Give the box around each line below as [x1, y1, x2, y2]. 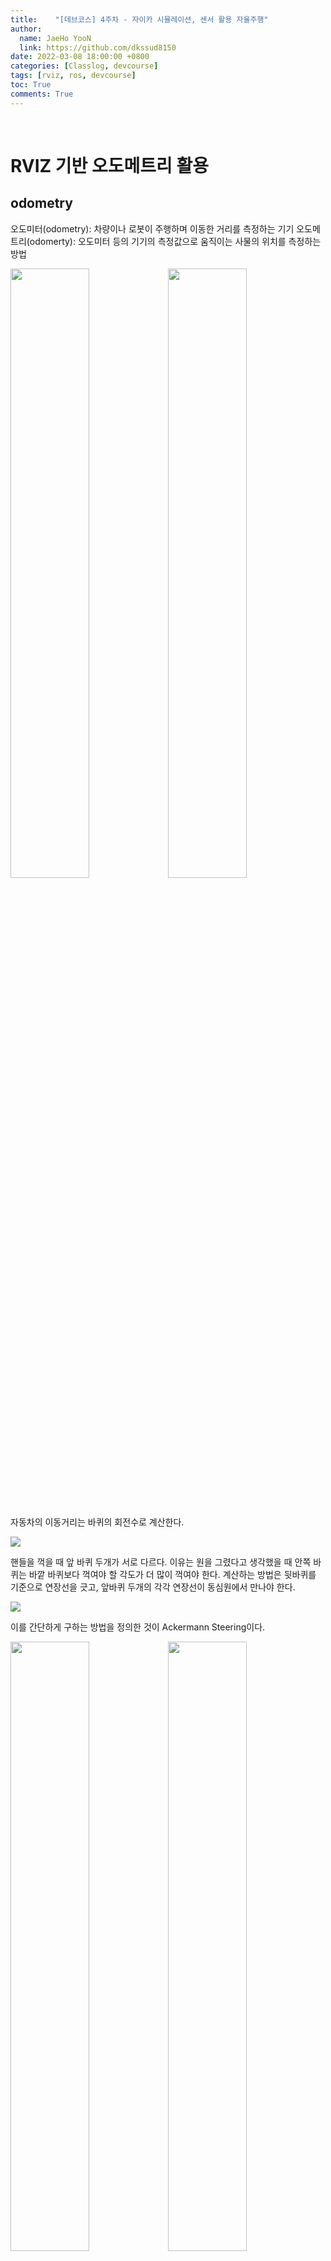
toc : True [10, 80, 52, 90]
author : [10, 24, 43, 34]
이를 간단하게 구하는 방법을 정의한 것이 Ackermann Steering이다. [10, 1621, 266, 1633]
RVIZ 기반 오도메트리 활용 [10, 154, 209, 177]
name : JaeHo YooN [19, 33, 92, 43]
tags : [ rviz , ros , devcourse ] [10, 71, 137, 81]
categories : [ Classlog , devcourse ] [10, 61, 159, 71]
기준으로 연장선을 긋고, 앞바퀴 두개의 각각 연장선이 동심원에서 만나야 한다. [10, 1581, 296, 1593]
